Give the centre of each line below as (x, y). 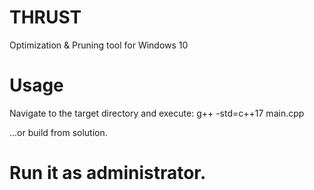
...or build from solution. (58, 132)
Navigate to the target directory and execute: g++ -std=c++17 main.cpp (157, 113)
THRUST (45, 17)
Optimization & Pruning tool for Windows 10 (99, 45)
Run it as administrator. (108, 173)
